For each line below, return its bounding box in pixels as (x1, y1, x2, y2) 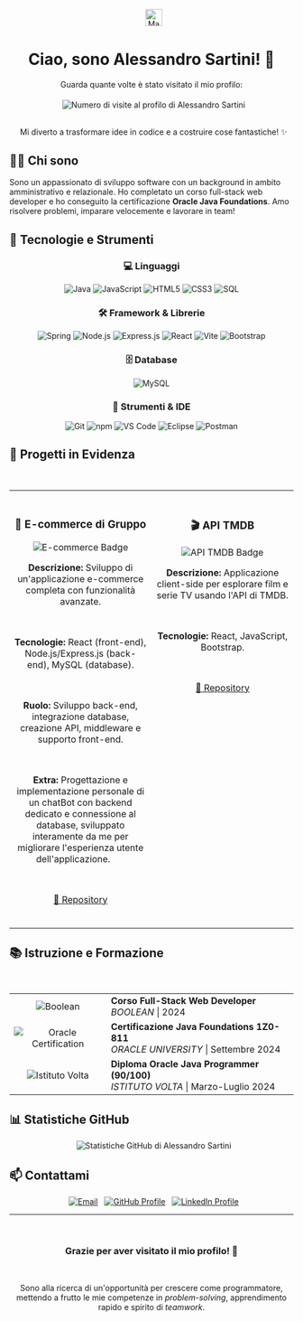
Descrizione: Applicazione (166, 566, 280, 578)
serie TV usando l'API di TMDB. (156, 588, 289, 601)
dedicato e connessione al (24, 807, 137, 820)
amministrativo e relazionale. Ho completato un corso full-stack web (9, 186, 263, 198)
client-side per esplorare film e (156, 577, 289, 590)
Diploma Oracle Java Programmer (110, 1057, 260, 1070)
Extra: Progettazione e (32, 773, 129, 786)
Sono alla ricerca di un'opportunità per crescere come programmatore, (20, 1283, 283, 1294)
